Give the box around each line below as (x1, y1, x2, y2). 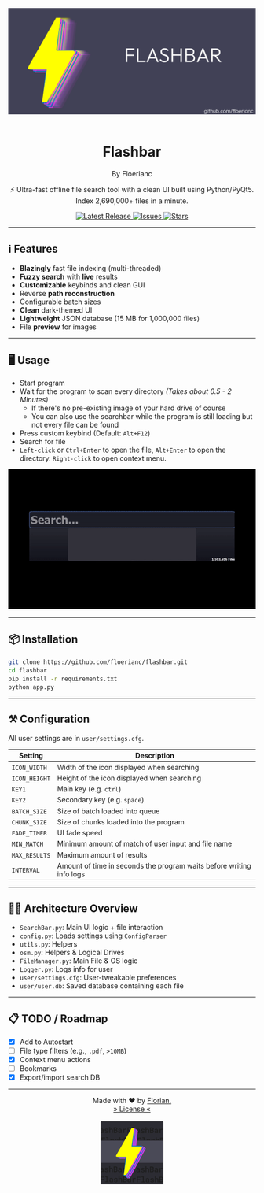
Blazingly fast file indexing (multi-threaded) (19, 264, 162, 273)
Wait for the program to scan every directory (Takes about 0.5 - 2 (19, 387, 232, 396)
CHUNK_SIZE (11, 818, 47, 826)
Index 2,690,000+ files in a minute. (75, 196, 189, 206)
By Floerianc (111, 169, 153, 178)
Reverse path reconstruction (19, 289, 115, 298)
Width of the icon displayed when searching (57, 762, 200, 772)
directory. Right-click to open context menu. (19, 454, 167, 463)
